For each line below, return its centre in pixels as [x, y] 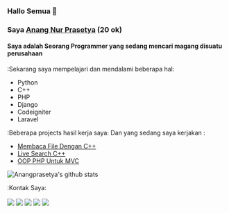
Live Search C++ [41, 154]
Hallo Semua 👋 [32, 11]
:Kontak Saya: [27, 188]
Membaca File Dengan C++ [57, 146]
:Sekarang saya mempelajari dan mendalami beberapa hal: [91, 69]
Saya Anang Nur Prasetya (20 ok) [65, 29]
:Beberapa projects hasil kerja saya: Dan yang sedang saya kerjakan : [107, 133]
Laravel [28, 119]
